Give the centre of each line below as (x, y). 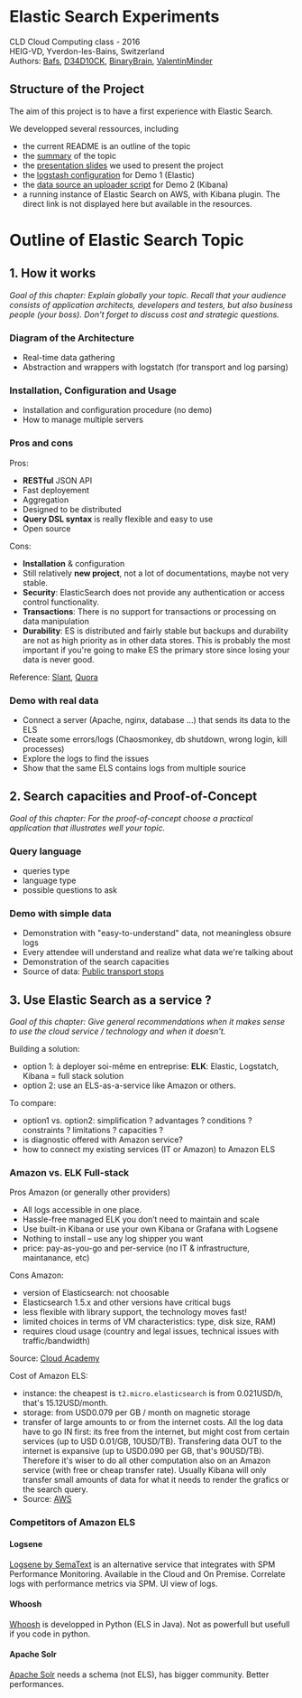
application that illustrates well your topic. (87, 828)
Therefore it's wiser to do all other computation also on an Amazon (146, 1460)
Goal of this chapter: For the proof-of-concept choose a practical (131, 818)
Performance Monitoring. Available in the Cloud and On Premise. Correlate (147, 1573)
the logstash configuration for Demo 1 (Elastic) (109, 174)
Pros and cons (41, 443)
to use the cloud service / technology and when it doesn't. (118, 1031)
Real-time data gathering (69, 358)
